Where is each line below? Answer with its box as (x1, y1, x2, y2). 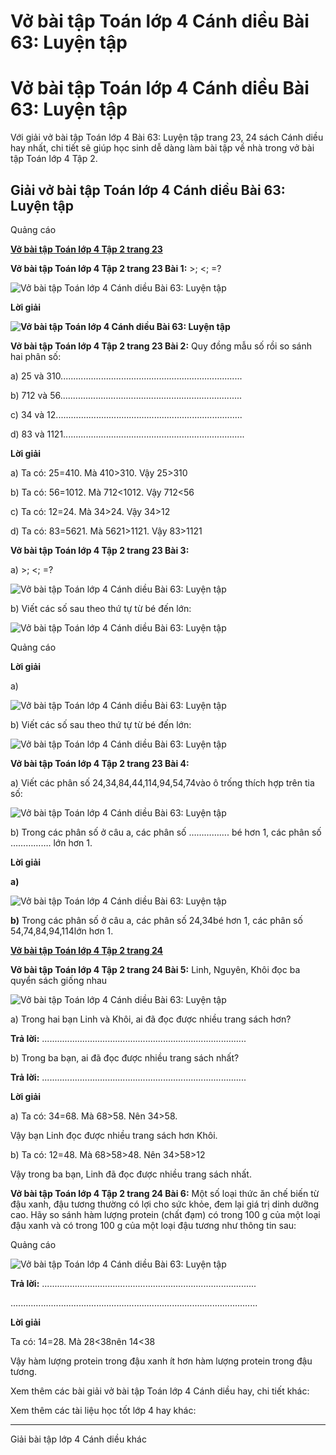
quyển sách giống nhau (10, 974, 108, 986)
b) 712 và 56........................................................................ (10, 389, 243, 401)
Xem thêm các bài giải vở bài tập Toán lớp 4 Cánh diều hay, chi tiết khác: (10, 1385, 310, 1397)
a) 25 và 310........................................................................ (10, 370, 243, 382)
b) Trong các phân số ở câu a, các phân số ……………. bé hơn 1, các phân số (10, 826, 322, 838)
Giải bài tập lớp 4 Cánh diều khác (10, 1433, 147, 1445)
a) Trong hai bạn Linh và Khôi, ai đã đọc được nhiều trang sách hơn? (10, 1013, 292, 1025)
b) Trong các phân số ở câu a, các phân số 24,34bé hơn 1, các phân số (10, 914, 303, 926)
